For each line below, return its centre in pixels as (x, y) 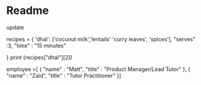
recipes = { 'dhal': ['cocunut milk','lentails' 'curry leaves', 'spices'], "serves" (101, 39)
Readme (28, 11)
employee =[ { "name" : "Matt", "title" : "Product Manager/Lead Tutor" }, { (98, 69)
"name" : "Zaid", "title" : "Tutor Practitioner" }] (64, 75)
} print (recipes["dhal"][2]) (39, 57)
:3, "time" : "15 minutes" (36, 46)
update (15, 27)
